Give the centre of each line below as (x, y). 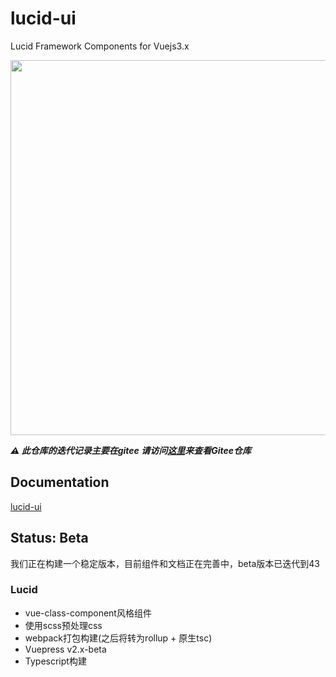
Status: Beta (49, 538)
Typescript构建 (55, 661)
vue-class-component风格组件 (88, 613)
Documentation (60, 482)
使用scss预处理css (63, 625)
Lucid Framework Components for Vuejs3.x (100, 46)
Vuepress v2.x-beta (65, 649)
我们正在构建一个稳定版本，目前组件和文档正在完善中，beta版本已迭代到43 (165, 563)
